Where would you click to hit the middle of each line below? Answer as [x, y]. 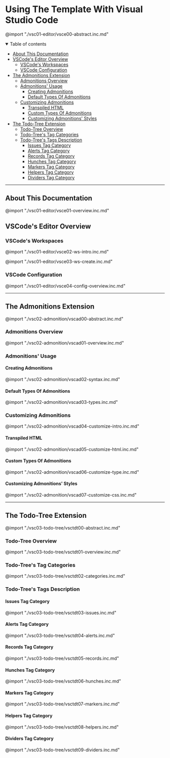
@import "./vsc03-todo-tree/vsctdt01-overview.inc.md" [63, 552]
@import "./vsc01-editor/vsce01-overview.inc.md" [57, 210]
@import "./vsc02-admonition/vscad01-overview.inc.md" [65, 343]
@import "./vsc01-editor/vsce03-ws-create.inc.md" [59, 261]
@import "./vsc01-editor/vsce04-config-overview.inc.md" [65, 286]
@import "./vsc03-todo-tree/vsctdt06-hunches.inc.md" [63, 681]
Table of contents [28, 44]
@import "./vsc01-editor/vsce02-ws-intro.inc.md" [57, 252]
